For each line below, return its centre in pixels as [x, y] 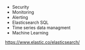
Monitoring [23, 12]
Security [20, 7]
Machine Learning [30, 33]
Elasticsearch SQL [30, 22]
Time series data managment [41, 28]
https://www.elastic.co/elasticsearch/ [42, 42]
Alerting [20, 17]
